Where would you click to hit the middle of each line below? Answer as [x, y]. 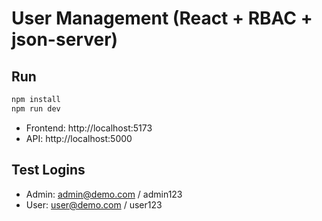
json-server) [65, 39]
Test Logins [48, 170]
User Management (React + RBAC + [162, 18]
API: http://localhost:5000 [79, 138]
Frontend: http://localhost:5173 [89, 128]
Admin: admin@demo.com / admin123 [104, 194]
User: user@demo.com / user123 [94, 204]
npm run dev [36, 108]
